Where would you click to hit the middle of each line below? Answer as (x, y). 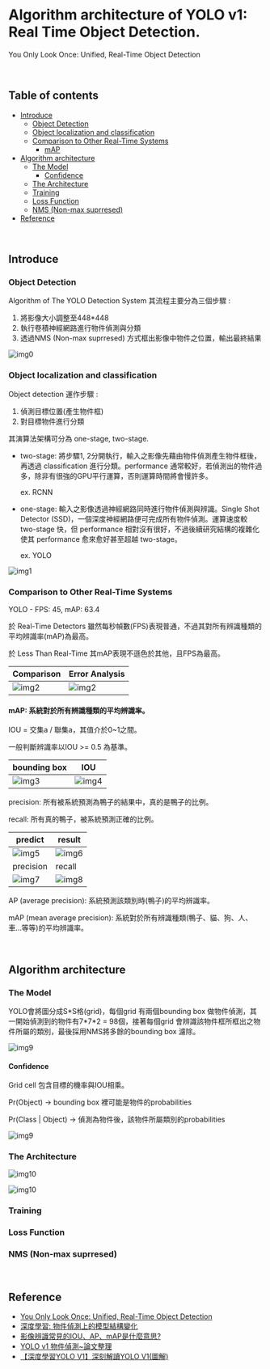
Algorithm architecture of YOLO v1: (128, 15)
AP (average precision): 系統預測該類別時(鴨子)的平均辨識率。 (111, 901)
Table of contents (53, 96)
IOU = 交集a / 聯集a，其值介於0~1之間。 (75, 730)
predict (30, 840)
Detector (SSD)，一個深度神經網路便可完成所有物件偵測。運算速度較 (134, 518)
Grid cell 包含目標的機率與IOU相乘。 (69, 1085)
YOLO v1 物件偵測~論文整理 (66, 1346)
